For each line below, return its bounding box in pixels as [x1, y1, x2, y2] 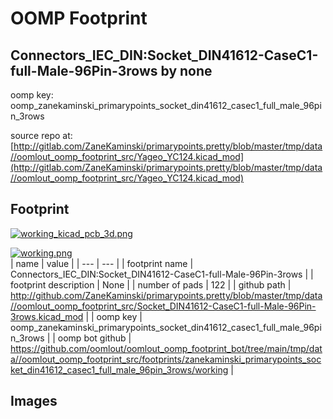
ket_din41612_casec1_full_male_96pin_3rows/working [10, 363, 229, 376]
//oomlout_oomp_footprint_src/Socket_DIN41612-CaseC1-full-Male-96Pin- [10, 300, 317, 312]
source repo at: [10, 130, 73, 141]
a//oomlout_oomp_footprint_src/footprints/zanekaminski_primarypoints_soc [10, 353, 322, 365]
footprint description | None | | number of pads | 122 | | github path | [10, 278, 292, 291]
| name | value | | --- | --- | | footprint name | [10, 257, 194, 269]
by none [160, 62, 213, 79]
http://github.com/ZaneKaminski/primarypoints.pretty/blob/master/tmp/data [10, 289, 323, 301]
